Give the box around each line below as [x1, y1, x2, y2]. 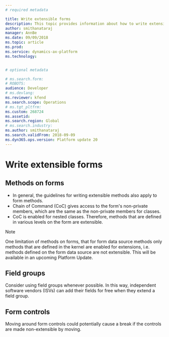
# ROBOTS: [5, 81, 26, 86]
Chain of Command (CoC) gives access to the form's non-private [12, 203, 148, 209]
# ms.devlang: [5, 91, 35, 96]
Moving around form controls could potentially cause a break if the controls [5, 321, 162, 327]
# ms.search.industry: [5, 123, 53, 128]
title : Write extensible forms [5, 16, 71, 22]
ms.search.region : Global [5, 119, 59, 124]
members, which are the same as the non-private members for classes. [12, 208, 161, 214]
